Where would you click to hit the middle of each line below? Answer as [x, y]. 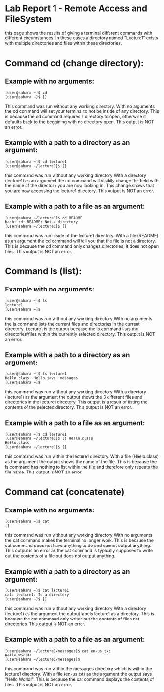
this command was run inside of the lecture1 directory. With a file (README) [82, 235]
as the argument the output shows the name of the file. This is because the [81, 462]
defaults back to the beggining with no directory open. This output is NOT [80, 122]
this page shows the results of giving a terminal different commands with [79, 33]
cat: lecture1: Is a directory [37, 595]
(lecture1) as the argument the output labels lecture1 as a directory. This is [80, 614]
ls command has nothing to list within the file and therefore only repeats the [82, 467]
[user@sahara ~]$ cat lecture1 [37, 590]
